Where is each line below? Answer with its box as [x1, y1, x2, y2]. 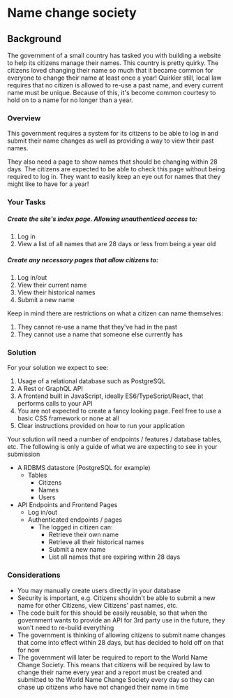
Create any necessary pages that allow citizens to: [7, 255, 159, 264]
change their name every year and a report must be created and [17, 668, 202, 676]
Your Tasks [7, 197, 46, 207]
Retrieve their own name [48, 530, 119, 539]
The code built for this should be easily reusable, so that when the [17, 608, 208, 617]
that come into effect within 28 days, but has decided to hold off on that [17, 638, 224, 646]
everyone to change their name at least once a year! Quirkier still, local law [7, 73, 222, 82]
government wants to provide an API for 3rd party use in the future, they [17, 615, 225, 624]
